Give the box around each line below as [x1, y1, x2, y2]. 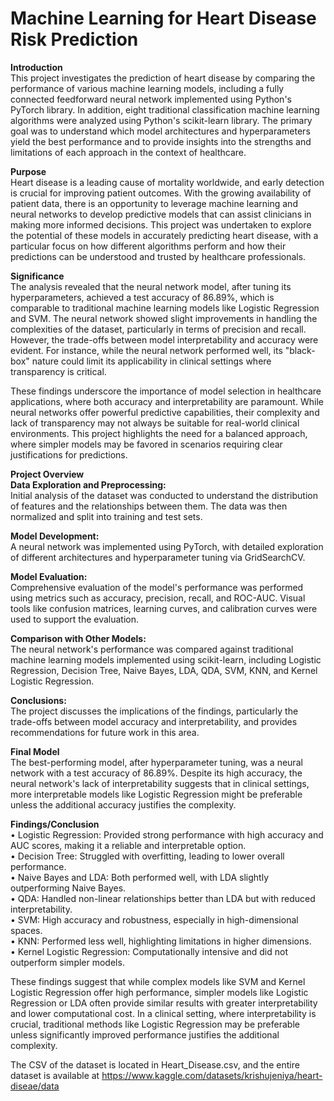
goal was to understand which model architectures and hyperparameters [10, 125, 311, 137]
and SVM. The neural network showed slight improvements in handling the [10, 312, 318, 324]
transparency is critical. [10, 365, 107, 377]
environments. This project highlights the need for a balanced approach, [10, 427, 308, 439]
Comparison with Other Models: [10, 632, 147, 644]
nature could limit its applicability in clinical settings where [31, 355, 272, 367]
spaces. [10, 924, 43, 936]
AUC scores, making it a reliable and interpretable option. [10, 839, 247, 851]
